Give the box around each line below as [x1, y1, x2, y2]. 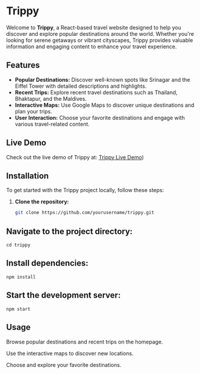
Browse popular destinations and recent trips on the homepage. [6, 338, 163, 345]
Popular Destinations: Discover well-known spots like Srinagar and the [14, 76, 190, 83]
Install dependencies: [6, 258, 88, 268]
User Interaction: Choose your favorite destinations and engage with [14, 114, 185, 121]
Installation [6, 171, 49, 181]
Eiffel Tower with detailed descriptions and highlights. [14, 82, 147, 89]
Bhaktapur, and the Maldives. [14, 95, 87, 102]
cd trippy [6, 242, 31, 248]
